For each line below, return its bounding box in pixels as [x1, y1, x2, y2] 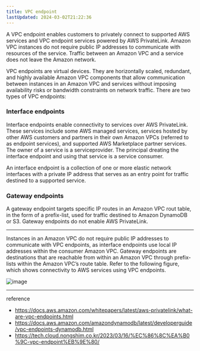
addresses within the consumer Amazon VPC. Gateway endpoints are [6, 247, 177, 255]
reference [6, 295, 30, 302]
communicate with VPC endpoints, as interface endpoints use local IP [6, 242, 177, 249]
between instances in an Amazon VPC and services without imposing [6, 80, 177, 87]
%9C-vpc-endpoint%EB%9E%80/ [14, 339, 100, 346]
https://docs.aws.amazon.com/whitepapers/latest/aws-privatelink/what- [14, 307, 193, 314]
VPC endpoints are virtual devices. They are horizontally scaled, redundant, [6, 67, 192, 74]
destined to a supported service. [6, 177, 86, 184]
